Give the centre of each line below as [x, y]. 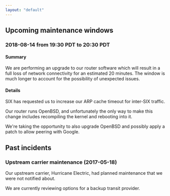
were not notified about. [30, 179]
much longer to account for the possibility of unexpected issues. [73, 79]
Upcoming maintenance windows [59, 31]
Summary [16, 57]
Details [13, 90]
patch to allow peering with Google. [42, 132]
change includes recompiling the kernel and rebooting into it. [69, 117]
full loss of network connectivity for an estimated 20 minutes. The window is [85, 73]
